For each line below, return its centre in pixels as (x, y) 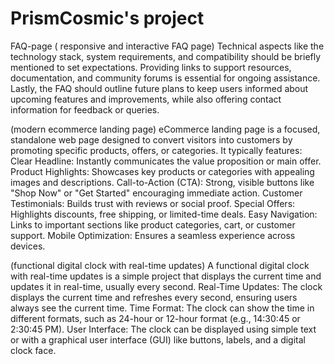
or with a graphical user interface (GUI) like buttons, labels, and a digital (158, 339)
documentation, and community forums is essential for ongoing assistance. (165, 78)
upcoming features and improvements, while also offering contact (146, 99)
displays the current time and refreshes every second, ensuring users (154, 297)
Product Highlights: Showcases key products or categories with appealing (162, 171)
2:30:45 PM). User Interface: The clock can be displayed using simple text (163, 329)
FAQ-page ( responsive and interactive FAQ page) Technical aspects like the (167, 46)
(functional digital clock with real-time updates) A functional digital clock (160, 265)
